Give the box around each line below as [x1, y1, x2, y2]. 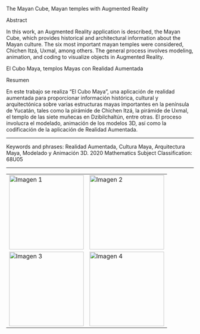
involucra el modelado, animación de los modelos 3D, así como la [6, 120, 167, 127]
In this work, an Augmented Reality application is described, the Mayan [6, 28, 180, 35]
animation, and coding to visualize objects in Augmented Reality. [6, 54, 165, 60]
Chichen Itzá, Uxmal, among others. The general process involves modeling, [6, 47, 193, 54]
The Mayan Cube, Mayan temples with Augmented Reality [6, 5, 149, 12]
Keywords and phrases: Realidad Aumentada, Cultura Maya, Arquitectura [6, 143, 186, 150]
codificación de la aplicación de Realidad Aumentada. [6, 126, 138, 133]
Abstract [6, 17, 27, 23]
